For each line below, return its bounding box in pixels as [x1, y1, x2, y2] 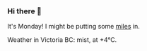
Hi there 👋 [7, 6, 42, 16]
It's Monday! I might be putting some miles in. [7, 22, 140, 31]
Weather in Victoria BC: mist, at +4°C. [7, 36, 117, 44]
